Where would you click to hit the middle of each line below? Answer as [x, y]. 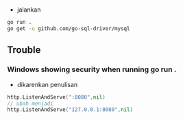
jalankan [29, 10]
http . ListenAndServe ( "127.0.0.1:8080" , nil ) [70, 110]
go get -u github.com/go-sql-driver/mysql [69, 29]
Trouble [24, 50]
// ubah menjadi [30, 104]
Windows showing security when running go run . [92, 69]
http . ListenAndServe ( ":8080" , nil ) [57, 97]
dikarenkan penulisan [47, 84]
